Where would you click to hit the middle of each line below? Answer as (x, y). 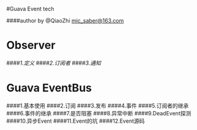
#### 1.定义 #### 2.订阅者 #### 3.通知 (54, 63)
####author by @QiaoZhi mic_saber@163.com (65, 20)
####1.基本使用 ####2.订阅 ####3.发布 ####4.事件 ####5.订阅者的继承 (98, 106)
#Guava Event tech (30, 9)
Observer (31, 45)
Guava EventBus (49, 88)
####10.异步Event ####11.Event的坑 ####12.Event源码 (76, 121)
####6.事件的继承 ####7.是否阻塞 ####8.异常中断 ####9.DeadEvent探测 (99, 113)
